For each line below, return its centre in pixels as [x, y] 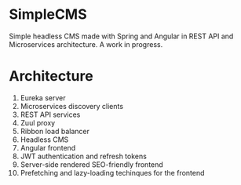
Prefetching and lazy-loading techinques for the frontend [112, 172]
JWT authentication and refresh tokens [84, 156]
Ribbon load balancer [55, 131]
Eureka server [43, 98]
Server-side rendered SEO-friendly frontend [91, 164]
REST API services [50, 114]
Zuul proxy [38, 122]
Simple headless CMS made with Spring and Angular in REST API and [121, 36]
